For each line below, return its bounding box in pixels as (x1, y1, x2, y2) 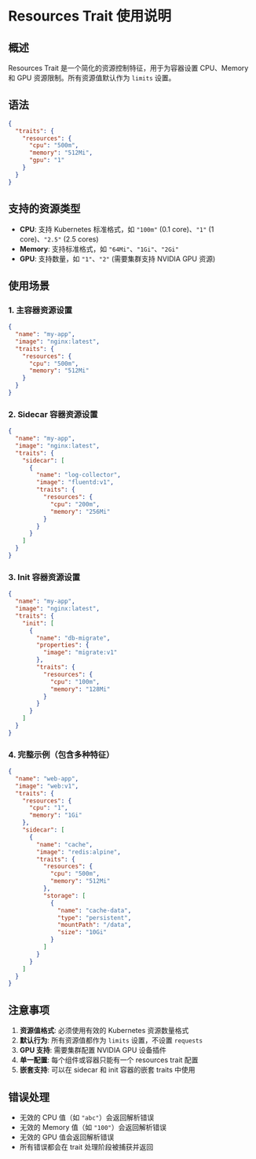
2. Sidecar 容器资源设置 (8, 408, 98, 419)
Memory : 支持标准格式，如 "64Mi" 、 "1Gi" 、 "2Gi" (19, 244, 179, 253)
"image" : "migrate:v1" (42, 648, 118, 657)
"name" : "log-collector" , (36, 471, 122, 479)
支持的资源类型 (8, 202, 81, 216)
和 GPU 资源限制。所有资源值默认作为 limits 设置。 (8, 73, 176, 83)
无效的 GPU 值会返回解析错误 (19, 1132, 115, 1142)
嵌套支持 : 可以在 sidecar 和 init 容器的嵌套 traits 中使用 (19, 1065, 196, 1075)
